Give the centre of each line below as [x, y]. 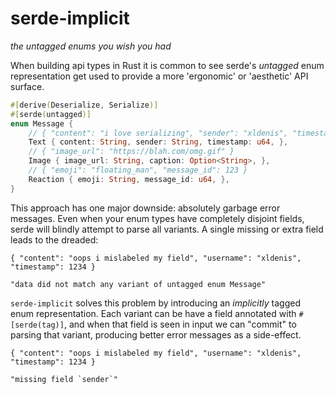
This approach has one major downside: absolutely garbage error [145, 208]
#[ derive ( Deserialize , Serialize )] [84, 105]
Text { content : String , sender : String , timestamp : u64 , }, [158, 142]
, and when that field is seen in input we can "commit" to [180, 324]
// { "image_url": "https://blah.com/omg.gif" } [131, 152]
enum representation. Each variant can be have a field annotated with [153, 313]
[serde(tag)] [37, 325]
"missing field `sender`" [64, 379]
